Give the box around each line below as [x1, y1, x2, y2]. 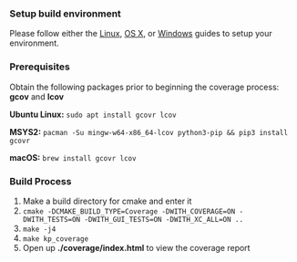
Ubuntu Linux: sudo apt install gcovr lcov [9, 109, 177, 120]
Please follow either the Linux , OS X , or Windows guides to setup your [9, 28, 272, 39]
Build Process [9, 174, 72, 187]
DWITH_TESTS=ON [22, 215, 81, 224]
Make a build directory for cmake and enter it [22, 195, 192, 206]
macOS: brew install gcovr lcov [9, 152, 137, 162]
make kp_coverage [22, 234, 89, 244]
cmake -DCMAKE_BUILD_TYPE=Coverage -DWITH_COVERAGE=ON [22, 206, 236, 216]
